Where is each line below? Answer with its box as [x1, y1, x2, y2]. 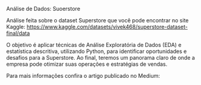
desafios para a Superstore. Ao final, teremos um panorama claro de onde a [6, 54, 195, 61]
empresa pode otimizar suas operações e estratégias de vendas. [6, 60, 168, 68]
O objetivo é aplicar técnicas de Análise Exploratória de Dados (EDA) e [6, 42, 182, 48]
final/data [6, 30, 30, 37]
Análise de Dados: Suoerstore [6, 5, 80, 12]
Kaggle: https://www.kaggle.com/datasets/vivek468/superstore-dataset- [6, 24, 188, 30]
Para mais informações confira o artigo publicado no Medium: [6, 72, 160, 79]
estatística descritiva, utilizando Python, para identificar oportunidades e [6, 48, 187, 55]
